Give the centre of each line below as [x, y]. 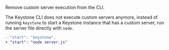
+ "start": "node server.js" [36, 42]
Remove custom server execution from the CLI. [55, 7]
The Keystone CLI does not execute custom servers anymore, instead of [81, 17]
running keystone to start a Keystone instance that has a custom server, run [85, 23]
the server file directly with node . [39, 28]
